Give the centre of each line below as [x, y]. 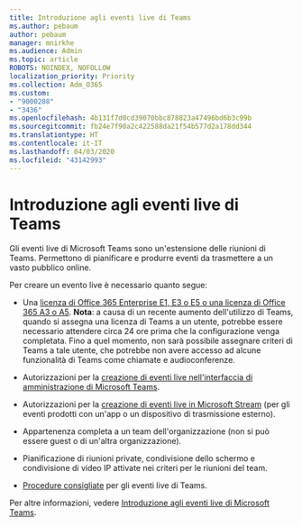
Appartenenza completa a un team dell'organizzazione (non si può [146, 431]
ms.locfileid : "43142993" [58, 160]
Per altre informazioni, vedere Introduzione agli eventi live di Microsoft [140, 503]
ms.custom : [30, 93]
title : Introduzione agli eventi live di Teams [101, 18]
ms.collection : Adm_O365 [56, 85]
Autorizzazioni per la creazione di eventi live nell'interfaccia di [137, 377]
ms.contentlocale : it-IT [56, 143]
